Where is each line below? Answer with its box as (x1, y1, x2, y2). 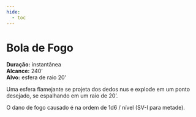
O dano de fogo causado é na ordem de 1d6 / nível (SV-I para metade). (6, 104, 186, 112)
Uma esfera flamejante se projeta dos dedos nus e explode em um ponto (6, 86, 190, 93)
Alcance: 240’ (6, 68, 43, 75)
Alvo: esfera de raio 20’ (6, 74, 66, 81)
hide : (6, 9, 20, 15)
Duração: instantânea (6, 61, 61, 68)
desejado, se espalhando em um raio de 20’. (6, 92, 118, 99)
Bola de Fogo (6, 41, 73, 55)
